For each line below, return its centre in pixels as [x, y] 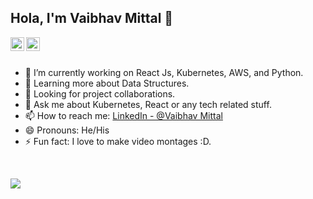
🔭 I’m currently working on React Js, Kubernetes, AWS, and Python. [164, 72]
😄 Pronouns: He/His [67, 130]
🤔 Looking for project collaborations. [100, 93]
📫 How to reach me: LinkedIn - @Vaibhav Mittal [123, 115]
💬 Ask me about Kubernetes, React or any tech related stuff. [148, 104]
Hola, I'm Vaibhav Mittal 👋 [92, 18]
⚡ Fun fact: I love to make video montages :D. [118, 141]
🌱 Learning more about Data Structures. [107, 83]
